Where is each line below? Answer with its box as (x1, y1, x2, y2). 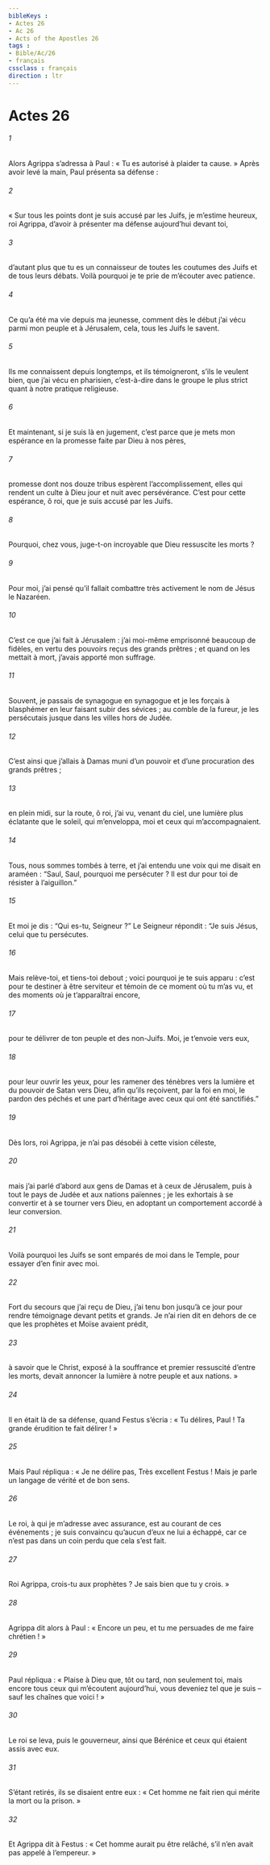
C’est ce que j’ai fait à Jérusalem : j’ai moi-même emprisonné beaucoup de (8, 635, 256, 645)
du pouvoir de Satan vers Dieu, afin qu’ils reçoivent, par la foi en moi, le (8, 1085, 246, 1095)
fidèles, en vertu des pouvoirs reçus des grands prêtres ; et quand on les (8, 643, 251, 653)
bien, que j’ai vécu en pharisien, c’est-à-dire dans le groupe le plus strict (8, 375, 248, 385)
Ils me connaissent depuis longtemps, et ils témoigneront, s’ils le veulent (8, 366, 249, 376)
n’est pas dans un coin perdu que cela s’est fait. (8, 1536, 167, 1546)
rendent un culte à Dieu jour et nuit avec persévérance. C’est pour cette (8, 488, 246, 497)
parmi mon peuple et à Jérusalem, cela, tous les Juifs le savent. (8, 323, 220, 333)
